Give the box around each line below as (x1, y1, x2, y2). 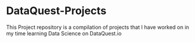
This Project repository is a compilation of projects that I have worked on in (6, 24, 190, 31)
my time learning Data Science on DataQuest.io (6, 29, 122, 37)
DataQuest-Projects (6, 4, 107, 18)
